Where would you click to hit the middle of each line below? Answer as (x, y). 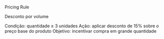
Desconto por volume (27, 16)
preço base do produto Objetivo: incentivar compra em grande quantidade (81, 31)
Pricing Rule (17, 7)
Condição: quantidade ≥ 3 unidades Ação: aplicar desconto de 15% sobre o (82, 26)
